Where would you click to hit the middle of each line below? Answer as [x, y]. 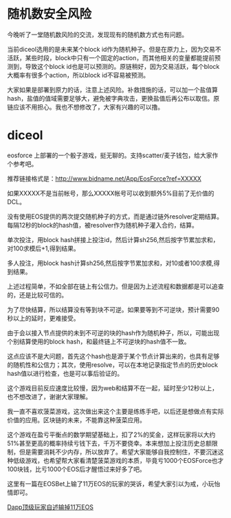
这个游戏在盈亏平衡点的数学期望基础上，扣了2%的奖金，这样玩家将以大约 [111, 435]
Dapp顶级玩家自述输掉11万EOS [51, 507]
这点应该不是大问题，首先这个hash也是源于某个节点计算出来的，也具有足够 [113, 356]
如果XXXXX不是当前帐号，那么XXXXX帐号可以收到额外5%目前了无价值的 [111, 193]
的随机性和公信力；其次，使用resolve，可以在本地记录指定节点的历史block [113, 365]
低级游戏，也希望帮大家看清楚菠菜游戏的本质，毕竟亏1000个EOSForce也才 [118, 460]
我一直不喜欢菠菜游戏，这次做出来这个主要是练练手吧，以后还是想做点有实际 [115, 411]
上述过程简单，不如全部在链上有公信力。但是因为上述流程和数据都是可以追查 [115, 286]
